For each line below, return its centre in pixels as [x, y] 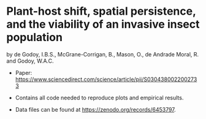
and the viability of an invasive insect [103, 24]
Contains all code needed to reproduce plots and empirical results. [99, 98]
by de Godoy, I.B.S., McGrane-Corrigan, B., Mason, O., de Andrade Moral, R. [103, 54]
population [35, 37]
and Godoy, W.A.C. [30, 61]
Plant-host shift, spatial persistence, [101, 11]
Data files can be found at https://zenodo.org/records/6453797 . [95, 109]
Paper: [24, 72]
